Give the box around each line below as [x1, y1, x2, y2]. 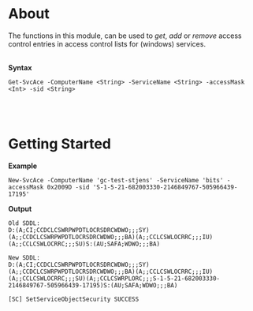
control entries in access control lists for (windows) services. [8, 39, 206, 48]
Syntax [8, 62, 32, 72]
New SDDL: [8, 253, 41, 261]
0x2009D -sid [47, 183, 90, 191]
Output [8, 204, 32, 213]
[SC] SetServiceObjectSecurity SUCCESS [8, 295, 140, 303]
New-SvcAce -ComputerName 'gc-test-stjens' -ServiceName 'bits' [8, 176, 224, 184]
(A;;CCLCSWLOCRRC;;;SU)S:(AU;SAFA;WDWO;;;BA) [8, 240, 160, 248]
